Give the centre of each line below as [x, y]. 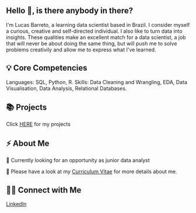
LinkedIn [16, 204]
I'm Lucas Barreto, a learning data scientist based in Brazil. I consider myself [98, 25]
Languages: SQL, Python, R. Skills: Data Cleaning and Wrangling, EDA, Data [97, 82]
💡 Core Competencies [47, 68]
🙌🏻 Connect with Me [44, 190]
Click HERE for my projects [38, 124]
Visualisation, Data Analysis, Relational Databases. [66, 88]
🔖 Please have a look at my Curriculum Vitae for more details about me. [92, 172]
